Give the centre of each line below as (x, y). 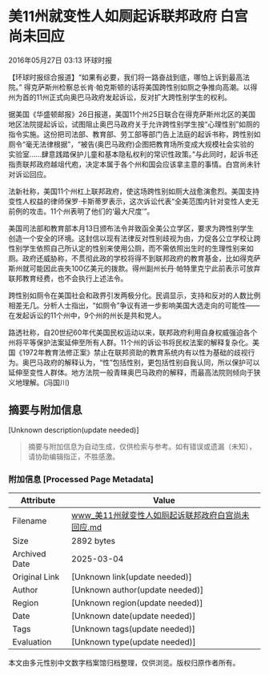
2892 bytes (94, 541)
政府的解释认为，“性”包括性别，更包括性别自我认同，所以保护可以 (151, 362)
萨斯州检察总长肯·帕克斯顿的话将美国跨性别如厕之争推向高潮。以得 (148, 87)
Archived (29, 554)
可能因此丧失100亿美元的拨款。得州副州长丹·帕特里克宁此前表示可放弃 (145, 268)
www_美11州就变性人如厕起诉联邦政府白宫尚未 (161, 516)
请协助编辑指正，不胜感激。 (74, 456)
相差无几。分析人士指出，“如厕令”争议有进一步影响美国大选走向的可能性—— (134, 305)
